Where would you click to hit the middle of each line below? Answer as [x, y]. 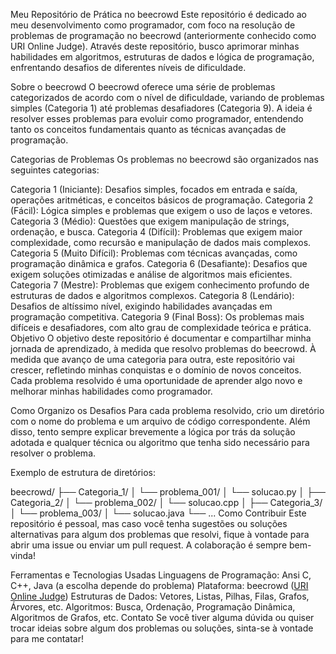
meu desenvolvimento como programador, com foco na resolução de [153, 25]
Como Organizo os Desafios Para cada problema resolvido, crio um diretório [167, 410]
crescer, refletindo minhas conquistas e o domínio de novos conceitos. [156, 370]
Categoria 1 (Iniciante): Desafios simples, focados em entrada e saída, [154, 189]
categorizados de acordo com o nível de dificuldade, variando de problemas [167, 97]
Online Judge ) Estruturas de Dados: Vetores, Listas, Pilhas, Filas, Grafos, [160, 596]
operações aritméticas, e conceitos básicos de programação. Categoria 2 [162, 200]
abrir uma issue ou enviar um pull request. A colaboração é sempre [149, 545]
